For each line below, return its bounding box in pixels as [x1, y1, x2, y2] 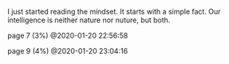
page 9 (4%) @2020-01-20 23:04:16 [7, 46, 128, 55]
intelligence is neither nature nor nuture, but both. [7, 15, 171, 25]
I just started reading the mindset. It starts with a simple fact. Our [7, 7, 221, 16]
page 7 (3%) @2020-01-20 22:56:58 [7, 31, 128, 40]
